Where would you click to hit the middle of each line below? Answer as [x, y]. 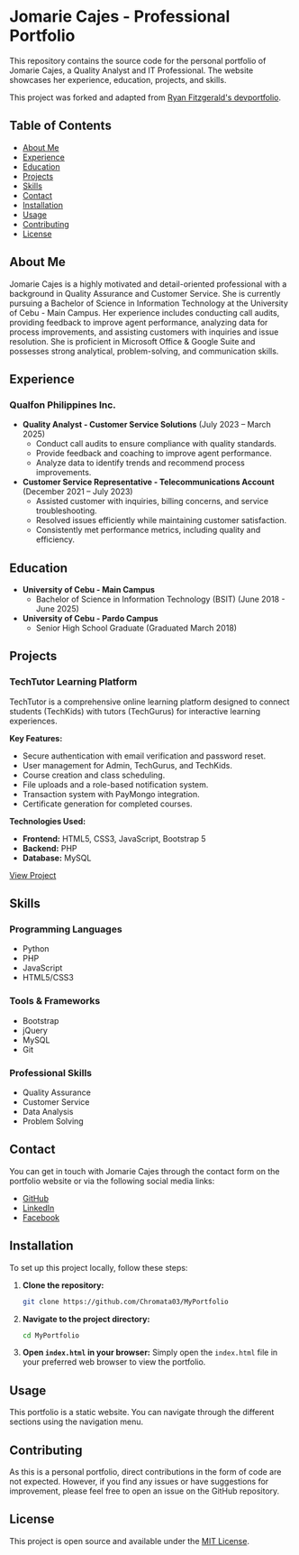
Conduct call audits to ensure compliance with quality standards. [156, 444]
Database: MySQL [57, 858]
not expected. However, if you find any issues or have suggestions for [139, 1482]
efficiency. [55, 539]
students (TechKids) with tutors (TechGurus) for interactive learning [135, 711]
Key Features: [36, 738]
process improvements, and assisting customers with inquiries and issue [144, 332]
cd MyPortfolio [51, 1335]
